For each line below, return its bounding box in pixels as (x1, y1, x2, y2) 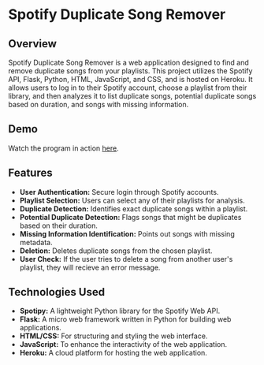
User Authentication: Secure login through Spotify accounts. (19, 187, 219, 196)
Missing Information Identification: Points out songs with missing (19, 229, 235, 238)
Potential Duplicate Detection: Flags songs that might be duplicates (19, 212, 242, 222)
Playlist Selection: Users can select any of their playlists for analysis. (19, 196, 246, 205)
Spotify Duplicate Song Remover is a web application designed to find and (8, 58, 250, 67)
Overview (8, 37, 58, 50)
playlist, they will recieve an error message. (19, 263, 161, 272)
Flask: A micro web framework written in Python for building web (19, 315, 232, 324)
